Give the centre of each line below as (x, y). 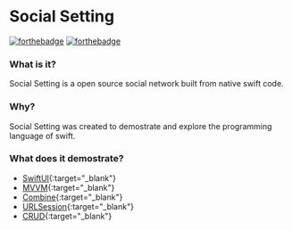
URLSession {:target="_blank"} (78, 206)
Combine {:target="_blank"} (72, 197)
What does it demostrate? (67, 159)
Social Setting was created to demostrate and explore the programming (141, 126)
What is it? (33, 64)
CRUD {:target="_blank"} (67, 216)
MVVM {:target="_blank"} (68, 187)
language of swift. (42, 136)
